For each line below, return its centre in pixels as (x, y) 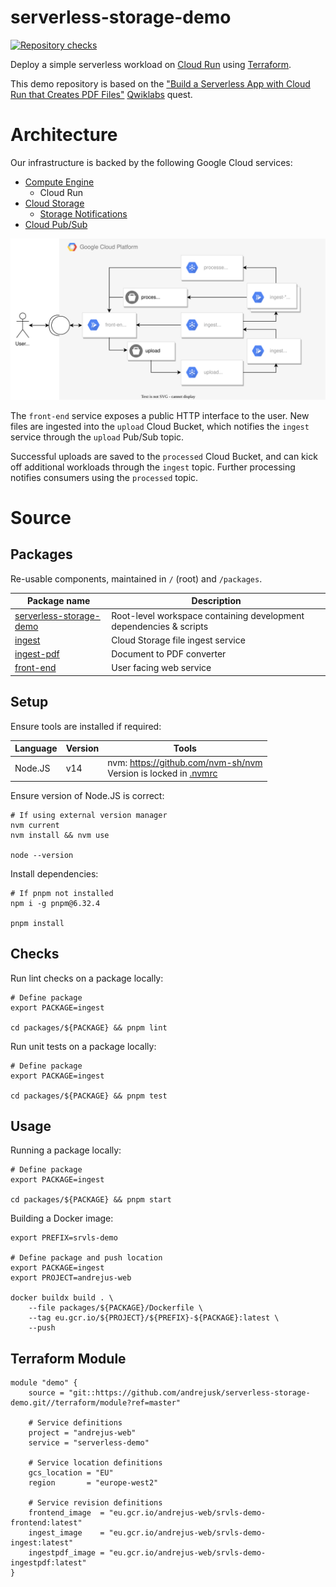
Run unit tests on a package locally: (83, 1046)
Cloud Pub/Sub (56, 224)
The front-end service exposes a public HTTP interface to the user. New (160, 415)
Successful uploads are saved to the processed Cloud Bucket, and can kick (164, 456)
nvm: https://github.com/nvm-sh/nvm (185, 763)
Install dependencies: (54, 873)
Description (216, 601)
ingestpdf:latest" (48, 1563)
